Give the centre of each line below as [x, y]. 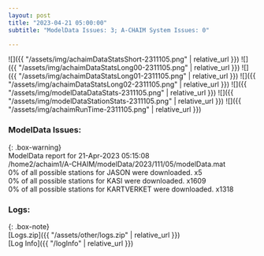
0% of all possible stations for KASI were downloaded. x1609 [107, 180]
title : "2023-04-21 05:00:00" [58, 23]
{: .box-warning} [35, 147]
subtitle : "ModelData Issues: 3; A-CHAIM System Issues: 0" [109, 30]
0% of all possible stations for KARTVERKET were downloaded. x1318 [121, 189]
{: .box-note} [29, 226]
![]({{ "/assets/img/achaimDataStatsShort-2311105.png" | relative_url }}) [124, 59]
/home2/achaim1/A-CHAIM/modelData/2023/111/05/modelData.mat [117, 164]
